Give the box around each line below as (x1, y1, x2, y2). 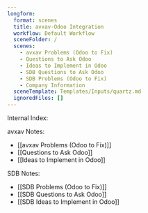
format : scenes (13, 17, 58, 24)
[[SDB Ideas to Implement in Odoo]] (17, 198, 120, 206)
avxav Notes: (7, 127, 45, 135)
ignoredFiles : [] (13, 95, 64, 102)
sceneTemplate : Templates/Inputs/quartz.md (13, 88, 141, 95)
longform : (7, 10, 36, 17)
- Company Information (19, 82, 85, 89)
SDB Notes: (7, 169, 40, 177)
